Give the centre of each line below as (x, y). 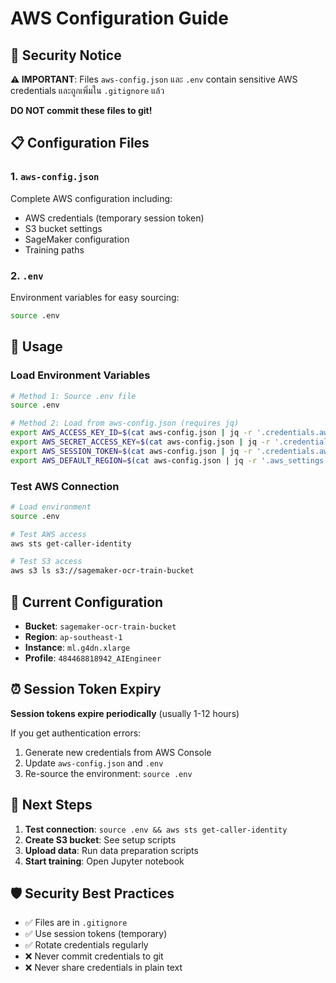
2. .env (27, 275)
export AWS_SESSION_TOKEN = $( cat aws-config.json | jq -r (131, 451)
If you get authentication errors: (76, 733)
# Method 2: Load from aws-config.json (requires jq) (125, 423)
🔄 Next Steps (51, 805)
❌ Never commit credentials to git (94, 956)
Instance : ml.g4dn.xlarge (77, 648)
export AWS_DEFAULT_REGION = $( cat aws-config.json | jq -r (133, 460)
